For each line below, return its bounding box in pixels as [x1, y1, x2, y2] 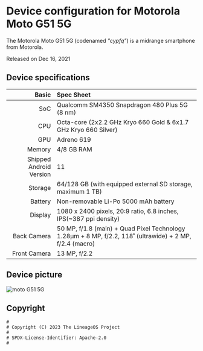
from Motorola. [6, 43, 43, 51]
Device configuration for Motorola [6, 4, 180, 18]
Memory [27, 145, 51, 153]
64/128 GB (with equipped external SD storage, [56, 180, 193, 188]
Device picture [6, 270, 63, 280]
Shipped [27, 155, 51, 163]
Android [28, 162, 51, 171]
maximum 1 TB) [56, 187, 102, 195]
